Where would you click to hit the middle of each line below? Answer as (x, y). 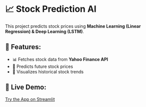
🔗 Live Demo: (26, 87)
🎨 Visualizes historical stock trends (48, 71)
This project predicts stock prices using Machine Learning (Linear (73, 26)
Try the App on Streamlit (30, 99)
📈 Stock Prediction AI (51, 9)
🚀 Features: (23, 47)
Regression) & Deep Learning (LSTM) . (45, 31)
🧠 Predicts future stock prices (43, 66)
